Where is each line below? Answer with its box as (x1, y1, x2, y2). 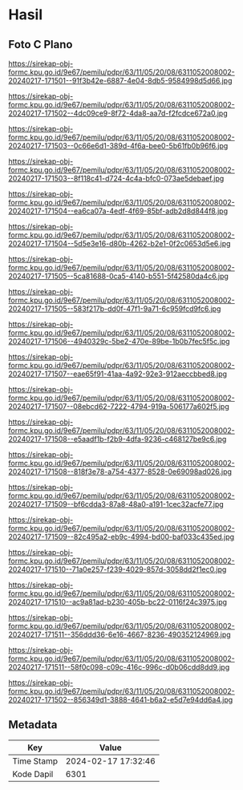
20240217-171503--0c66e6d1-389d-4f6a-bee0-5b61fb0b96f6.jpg (8, 141, 229, 150)
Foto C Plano (8, 38, 73, 51)
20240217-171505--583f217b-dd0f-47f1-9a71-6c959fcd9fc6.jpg (8, 304, 221, 314)
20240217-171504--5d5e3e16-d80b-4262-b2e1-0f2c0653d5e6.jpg (8, 239, 231, 248)
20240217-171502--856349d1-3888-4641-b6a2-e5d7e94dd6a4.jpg (8, 695, 233, 704)
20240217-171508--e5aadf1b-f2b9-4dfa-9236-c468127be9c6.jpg (8, 435, 227, 444)
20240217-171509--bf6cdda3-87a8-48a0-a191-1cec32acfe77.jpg (8, 500, 225, 508)
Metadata (8, 718, 58, 731)
